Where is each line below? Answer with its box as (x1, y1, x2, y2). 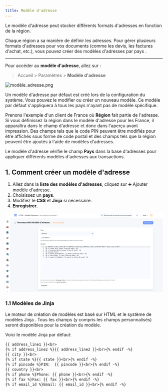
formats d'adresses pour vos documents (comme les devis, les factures (5, 43, 153, 49)
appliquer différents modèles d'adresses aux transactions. (5, 153, 125, 160)
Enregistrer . (12, 203, 38, 209)
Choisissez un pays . (12, 192, 54, 198)
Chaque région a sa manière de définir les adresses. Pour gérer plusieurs (5, 38, 156, 44)
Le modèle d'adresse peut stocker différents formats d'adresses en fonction (5, 23, 162, 29)
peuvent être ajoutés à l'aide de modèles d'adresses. (5, 138, 114, 145)
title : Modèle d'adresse (5, 8, 57, 13)
